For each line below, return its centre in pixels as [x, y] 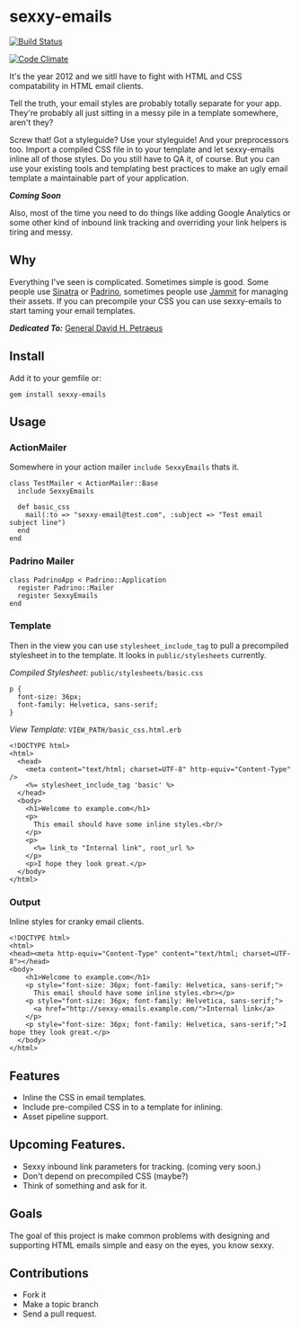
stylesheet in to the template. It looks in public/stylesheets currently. [138, 655]
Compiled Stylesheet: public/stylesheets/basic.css [106, 673]
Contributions [49, 1273]
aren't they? [31, 122]
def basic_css [44, 507]
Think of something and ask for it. [85, 1185]
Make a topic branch [60, 1305]
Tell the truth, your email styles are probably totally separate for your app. [146, 103]
